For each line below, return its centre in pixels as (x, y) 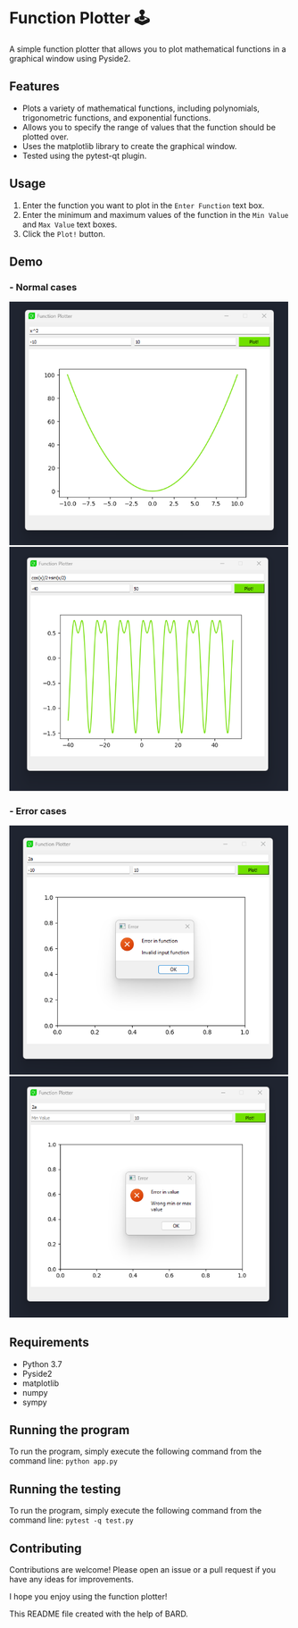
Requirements (49, 1343)
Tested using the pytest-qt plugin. (84, 155)
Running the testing (65, 1489)
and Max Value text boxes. (70, 224)
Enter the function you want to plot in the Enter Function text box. (143, 205)
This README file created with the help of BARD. (99, 1614)
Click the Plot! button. (63, 233)
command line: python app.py (63, 1461)
